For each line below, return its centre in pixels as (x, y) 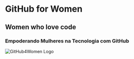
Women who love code (40, 27)
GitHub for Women (44, 9)
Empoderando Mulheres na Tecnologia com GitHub (67, 41)
